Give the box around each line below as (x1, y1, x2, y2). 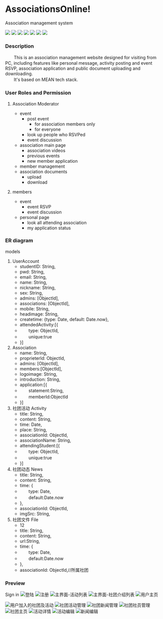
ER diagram (5, 237, 34, 244)
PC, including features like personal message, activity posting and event (5, 60, 153, 66)
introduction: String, (19, 376, 60, 382)
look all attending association (27, 219, 87, 225)
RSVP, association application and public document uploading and (5, 66, 141, 72)
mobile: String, (19, 306, 50, 311)
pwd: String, (19, 269, 45, 275)
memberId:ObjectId (28, 394, 68, 400)
